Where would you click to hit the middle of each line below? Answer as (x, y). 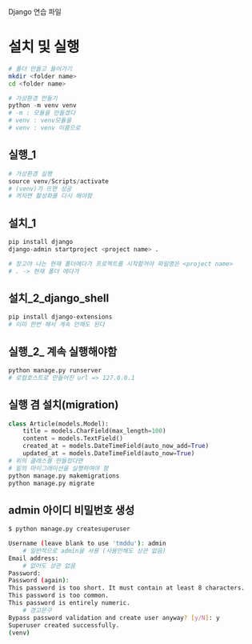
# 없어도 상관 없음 (49, 566)
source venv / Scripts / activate (59, 181)
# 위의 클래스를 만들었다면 (46, 461)
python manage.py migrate (51, 483)
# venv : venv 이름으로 (44, 128)
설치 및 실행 (44, 47)
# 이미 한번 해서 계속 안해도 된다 (57, 325)
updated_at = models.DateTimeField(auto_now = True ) (109, 454)
